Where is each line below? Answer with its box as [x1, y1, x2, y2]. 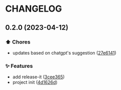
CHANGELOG [5, 3, 62, 15]
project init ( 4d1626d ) [12, 79, 58, 85]
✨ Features [5, 62, 33, 69]
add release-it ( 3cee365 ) [12, 74, 65, 80]
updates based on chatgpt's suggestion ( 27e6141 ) [12, 50, 117, 56]
